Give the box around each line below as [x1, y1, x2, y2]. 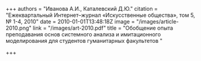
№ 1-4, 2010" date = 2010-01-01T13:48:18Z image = [5, 18, 135, 25]
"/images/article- [135, 18, 179, 25]
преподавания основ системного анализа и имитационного [5, 31, 162, 38]
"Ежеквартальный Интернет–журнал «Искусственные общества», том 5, [5, 11, 196, 19]
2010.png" [5, 24, 32, 31]
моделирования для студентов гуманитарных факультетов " [5, 37, 163, 44]
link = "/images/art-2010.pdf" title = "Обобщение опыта [32, 24, 174, 31]
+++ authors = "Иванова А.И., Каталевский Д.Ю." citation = [5, 5, 158, 12]
